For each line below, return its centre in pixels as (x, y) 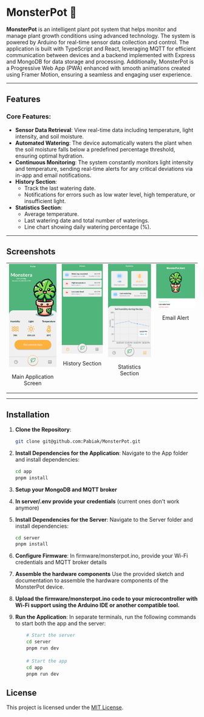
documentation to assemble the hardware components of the (92, 581)
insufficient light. (45, 201)
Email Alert (175, 318)
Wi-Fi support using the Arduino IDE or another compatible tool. (97, 605)
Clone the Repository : (43, 429)
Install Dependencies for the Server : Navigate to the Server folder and (104, 519)
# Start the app (47, 661)
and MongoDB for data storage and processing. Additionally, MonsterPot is (100, 61)
